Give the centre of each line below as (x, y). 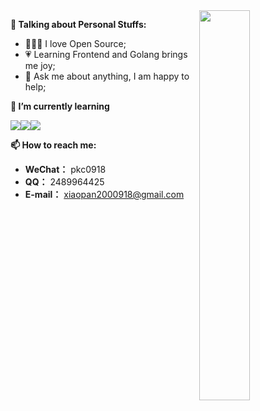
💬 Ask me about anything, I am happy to (107, 76)
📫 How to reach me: (53, 145)
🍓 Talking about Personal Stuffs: (78, 24)
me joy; (40, 65)
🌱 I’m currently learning (60, 106)
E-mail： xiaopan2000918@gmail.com (104, 194)
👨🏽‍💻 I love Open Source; (75, 43)
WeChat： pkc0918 (65, 169)
